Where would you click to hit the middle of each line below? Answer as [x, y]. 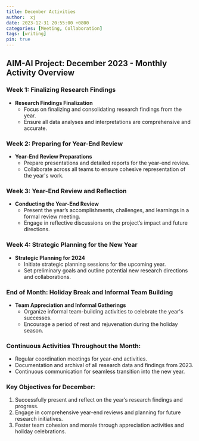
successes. [38, 318]
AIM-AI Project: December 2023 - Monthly [87, 63]
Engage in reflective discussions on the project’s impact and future [105, 223]
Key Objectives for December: [51, 387]
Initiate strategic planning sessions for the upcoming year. [95, 264]
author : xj [21, 17]
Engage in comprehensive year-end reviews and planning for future [98, 412]
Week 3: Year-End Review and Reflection [66, 191]
